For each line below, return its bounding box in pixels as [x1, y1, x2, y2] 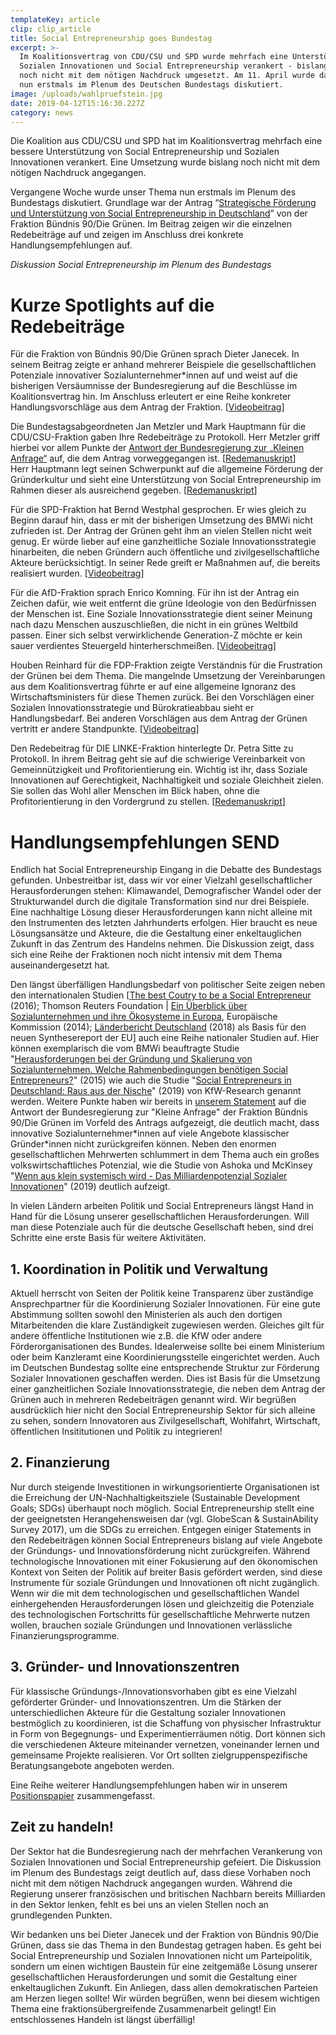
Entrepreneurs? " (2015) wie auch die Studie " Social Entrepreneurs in [10, 1074, 292, 1086]
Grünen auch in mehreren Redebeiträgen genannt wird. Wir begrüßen [10, 1394, 297, 1406]
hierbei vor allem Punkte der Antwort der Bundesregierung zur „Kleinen [10, 442, 305, 454]
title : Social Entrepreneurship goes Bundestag [10, 33, 213, 43]
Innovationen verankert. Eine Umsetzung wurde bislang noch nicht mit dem [10, 156, 320, 168]
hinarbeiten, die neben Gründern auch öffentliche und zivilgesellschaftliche [10, 546, 320, 558]
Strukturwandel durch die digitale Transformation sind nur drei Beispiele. [10, 896, 310, 908]
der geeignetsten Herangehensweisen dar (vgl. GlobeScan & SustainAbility [10, 1512, 319, 1525]
